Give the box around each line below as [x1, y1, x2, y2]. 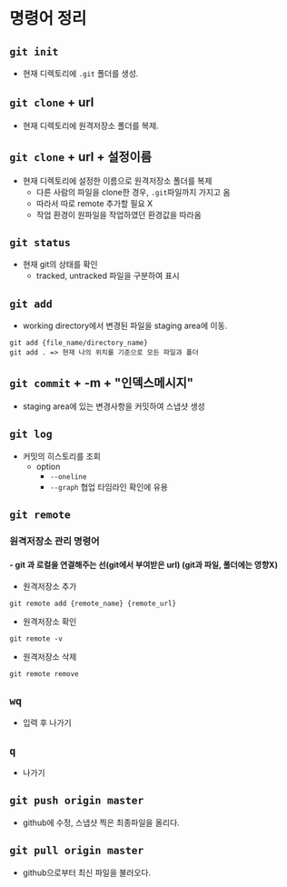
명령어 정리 [9, 8, 87, 29]
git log [9, 428, 53, 441]
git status [9, 236, 71, 250]
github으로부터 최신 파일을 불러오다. [22, 867, 152, 878]
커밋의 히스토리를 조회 [22, 451, 102, 462]
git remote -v [9, 634, 64, 643]
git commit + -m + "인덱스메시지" [9, 374, 193, 391]
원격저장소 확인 [22, 616, 77, 627]
